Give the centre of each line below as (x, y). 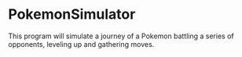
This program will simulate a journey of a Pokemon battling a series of (121, 36)
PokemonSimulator (72, 14)
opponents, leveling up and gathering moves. (81, 44)
